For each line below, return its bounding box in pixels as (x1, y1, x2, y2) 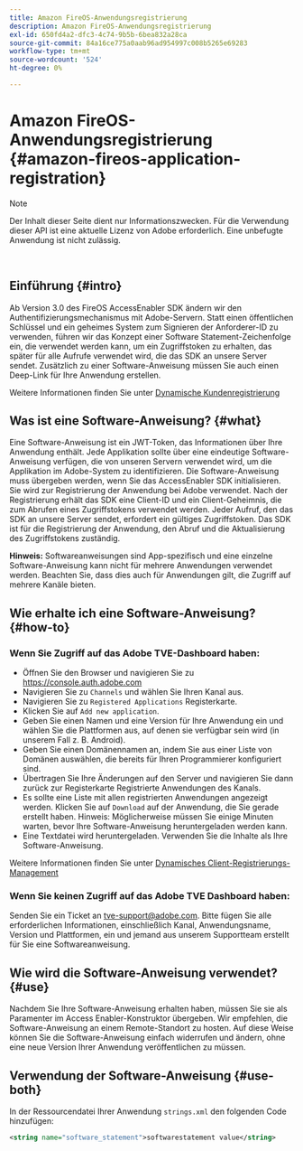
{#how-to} (9, 620, 70, 635)
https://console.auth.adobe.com (22, 677, 142, 688)
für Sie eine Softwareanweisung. (9, 939, 131, 950)
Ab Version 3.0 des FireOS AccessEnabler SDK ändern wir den (9, 302, 242, 313)
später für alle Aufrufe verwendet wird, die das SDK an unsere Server (9, 350, 268, 361)
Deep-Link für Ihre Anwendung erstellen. (9, 370, 161, 380)
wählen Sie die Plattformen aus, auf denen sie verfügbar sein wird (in (22, 725, 280, 736)
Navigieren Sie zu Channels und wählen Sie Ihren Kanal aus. (22, 687, 244, 697)
